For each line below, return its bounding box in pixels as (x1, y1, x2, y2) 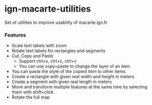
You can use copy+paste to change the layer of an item (19, 63, 130, 69)
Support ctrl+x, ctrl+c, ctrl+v (19, 58, 76, 64)
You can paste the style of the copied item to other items (11, 69, 126, 74)
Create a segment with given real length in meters (11, 79, 112, 85)
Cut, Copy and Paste (11, 53, 54, 59)
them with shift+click (11, 89, 54, 95)
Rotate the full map (11, 94, 50, 100)
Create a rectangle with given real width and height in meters (11, 74, 134, 80)
